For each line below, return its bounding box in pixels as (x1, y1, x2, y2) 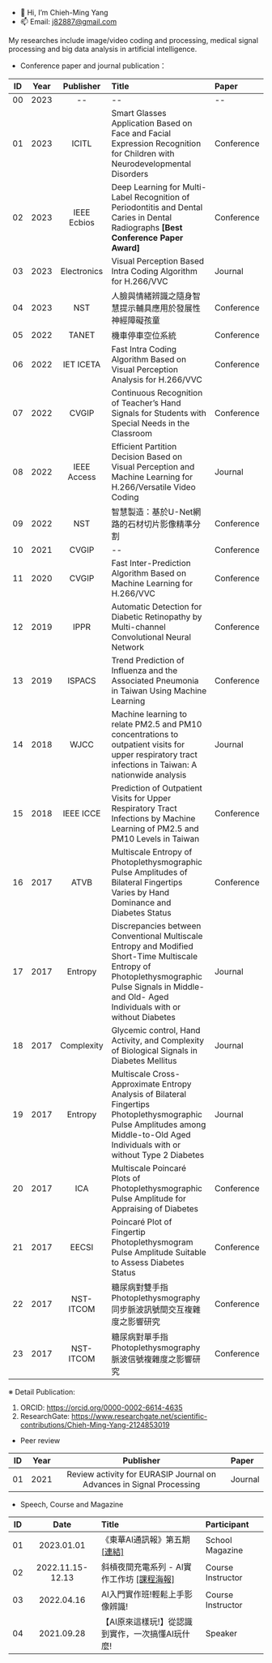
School (205, 1535, 232, 1545)
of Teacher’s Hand (111, 397, 181, 409)
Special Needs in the (111, 418, 190, 429)
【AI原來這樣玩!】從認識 (100, 1616, 193, 1627)
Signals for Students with (111, 408, 206, 418)
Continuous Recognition (111, 388, 203, 398)
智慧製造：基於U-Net (111, 507, 193, 517)
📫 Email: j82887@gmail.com (19, 17, 117, 26)
